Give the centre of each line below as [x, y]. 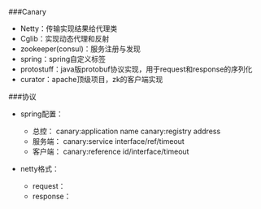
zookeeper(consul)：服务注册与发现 [80, 49]
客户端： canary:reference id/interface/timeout [111, 151]
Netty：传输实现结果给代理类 [69, 28]
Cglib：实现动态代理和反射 [65, 39]
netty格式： [39, 169]
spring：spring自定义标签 [63, 59]
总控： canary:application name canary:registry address [126, 131]
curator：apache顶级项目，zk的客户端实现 [91, 79]
